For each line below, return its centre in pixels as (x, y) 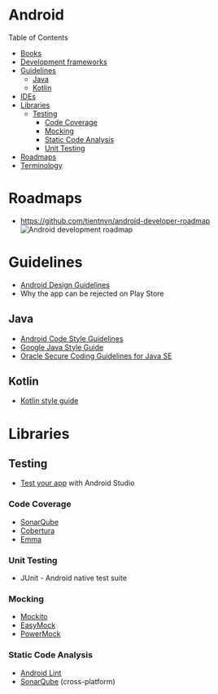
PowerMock (40, 634)
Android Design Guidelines (65, 284)
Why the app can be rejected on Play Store (92, 293)
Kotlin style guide (49, 401)
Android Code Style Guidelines (72, 338)
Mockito (34, 617)
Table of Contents (39, 37)
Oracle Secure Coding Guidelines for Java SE (96, 356)
